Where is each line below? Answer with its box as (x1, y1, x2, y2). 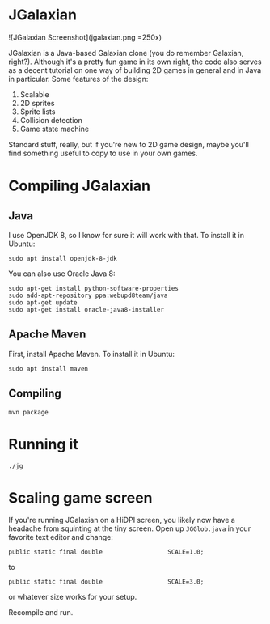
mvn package (8, 408, 49, 416)
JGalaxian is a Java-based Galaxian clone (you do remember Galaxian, (8, 48, 244, 57)
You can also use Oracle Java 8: (8, 269, 116, 278)
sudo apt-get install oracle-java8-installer (8, 305, 164, 313)
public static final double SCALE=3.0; (8, 578, 205, 586)
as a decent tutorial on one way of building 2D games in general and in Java (8, 65, 262, 74)
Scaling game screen (8, 488, 153, 507)
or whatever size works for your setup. (8, 592, 137, 602)
